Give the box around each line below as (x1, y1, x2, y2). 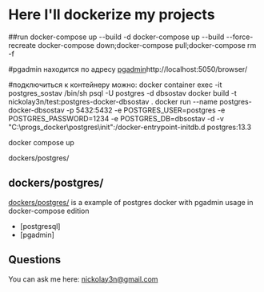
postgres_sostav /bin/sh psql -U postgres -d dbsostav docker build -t (8, 88, 238, 97)
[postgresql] (19, 221, 61, 231)
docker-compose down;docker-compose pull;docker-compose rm (37, 40, 257, 49)
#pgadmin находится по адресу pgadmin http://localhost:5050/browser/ (8, 64, 248, 73)
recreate (8, 40, 37, 49)
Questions (8, 253, 62, 266)
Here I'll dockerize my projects (8, 6, 215, 24)
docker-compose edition (8, 206, 90, 215)
